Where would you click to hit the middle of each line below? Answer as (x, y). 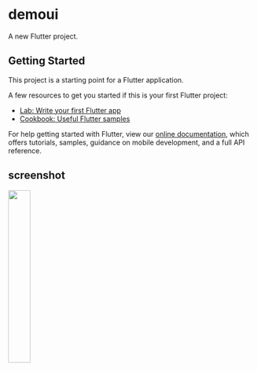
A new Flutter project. (43, 36)
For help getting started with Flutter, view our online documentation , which (129, 134)
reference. (25, 150)
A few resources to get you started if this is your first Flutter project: (118, 95)
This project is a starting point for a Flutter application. (96, 79)
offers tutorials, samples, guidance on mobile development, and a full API (127, 142)
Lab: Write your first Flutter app (70, 110)
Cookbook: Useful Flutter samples (75, 119)
